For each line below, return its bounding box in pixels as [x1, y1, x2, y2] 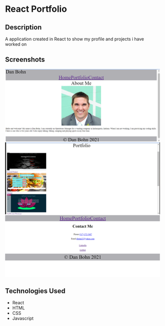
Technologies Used [5, 287, 65, 295]
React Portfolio [5, 3, 67, 15]
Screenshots [5, 56, 45, 64]
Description [5, 23, 42, 31]
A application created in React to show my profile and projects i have [5, 36, 144, 42]
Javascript [12, 315, 34, 321]
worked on [5, 41, 27, 47]
